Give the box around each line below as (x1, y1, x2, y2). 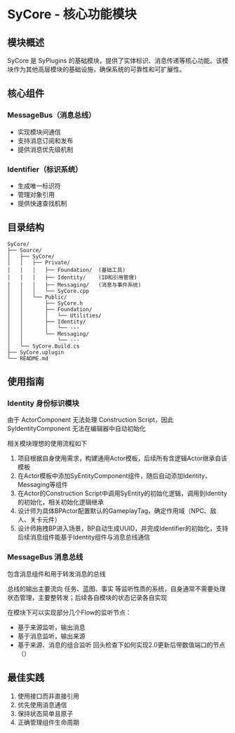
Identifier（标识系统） (7, 164, 83, 174)
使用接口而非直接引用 (17, 692, 79, 700)
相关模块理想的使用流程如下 (7, 439, 88, 448)
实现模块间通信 (17, 128, 61, 136)
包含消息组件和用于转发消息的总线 (7, 569, 106, 578)
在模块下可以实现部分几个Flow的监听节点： (7, 608, 132, 617)
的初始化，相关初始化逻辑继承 (17, 498, 104, 507)
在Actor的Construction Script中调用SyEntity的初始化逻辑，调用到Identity (17, 489, 228, 498)
